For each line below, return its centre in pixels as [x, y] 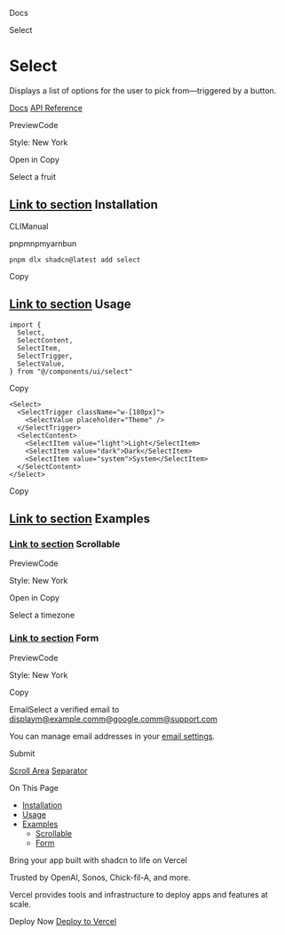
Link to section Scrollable [65, 544]
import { [25, 325]
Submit [22, 753]
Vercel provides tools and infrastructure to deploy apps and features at [139, 894]
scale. [20, 904]
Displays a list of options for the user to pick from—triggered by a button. [143, 90]
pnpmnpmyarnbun [43, 243]
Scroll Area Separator [48, 770]
